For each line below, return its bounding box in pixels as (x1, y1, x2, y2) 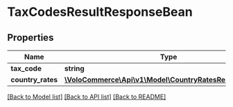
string (64, 64, 85, 73)
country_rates (10, 75, 58, 84)
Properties (7, 32, 54, 43)
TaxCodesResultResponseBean (7, 4, 193, 20)
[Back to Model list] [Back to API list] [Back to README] (7, 93, 166, 101)
